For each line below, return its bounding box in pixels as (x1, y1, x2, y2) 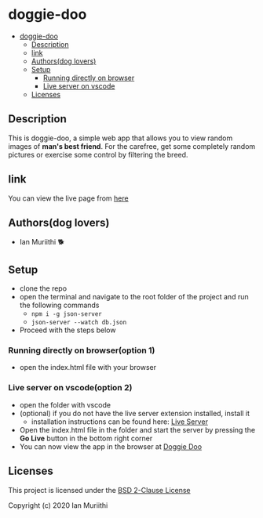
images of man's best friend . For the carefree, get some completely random (8, 141, 256, 150)
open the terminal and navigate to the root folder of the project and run (19, 292, 249, 302)
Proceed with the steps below (19, 325, 116, 335)
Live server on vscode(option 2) (8, 382, 133, 393)
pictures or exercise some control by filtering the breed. (8, 150, 188, 159)
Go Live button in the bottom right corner (19, 433, 153, 443)
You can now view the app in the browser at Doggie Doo (19, 441, 203, 451)
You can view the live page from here (8, 194, 129, 203)
